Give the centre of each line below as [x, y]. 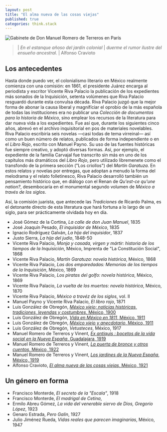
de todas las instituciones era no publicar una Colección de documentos [79, 112]
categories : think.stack [31, 24]
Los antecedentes [34, 69]
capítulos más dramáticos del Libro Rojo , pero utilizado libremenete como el [83, 160]
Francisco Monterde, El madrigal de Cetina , [57, 398]
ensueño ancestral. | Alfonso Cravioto [56, 53]
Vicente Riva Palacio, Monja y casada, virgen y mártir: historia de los [83, 243]
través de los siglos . [26, 192]
